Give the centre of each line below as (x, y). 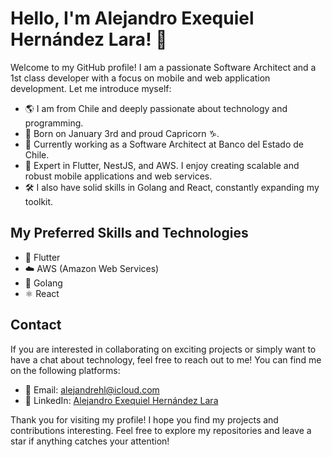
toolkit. (39, 201)
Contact (36, 325)
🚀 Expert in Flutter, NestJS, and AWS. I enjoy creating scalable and (162, 165)
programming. (54, 123)
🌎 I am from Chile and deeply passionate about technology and (156, 108)
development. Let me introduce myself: (91, 88)
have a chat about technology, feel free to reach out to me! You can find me (166, 359)
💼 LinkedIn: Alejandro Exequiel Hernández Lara (121, 400)
